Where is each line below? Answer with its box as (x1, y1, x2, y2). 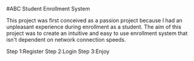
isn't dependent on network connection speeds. (6, 36, 126, 43)
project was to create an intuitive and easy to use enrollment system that (6, 30, 188, 37)
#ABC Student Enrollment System (6, 5, 90, 12)
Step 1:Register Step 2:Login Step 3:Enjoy (6, 48, 110, 55)
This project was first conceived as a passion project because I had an (6, 17, 183, 24)
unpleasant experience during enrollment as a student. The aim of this (6, 24, 182, 30)
